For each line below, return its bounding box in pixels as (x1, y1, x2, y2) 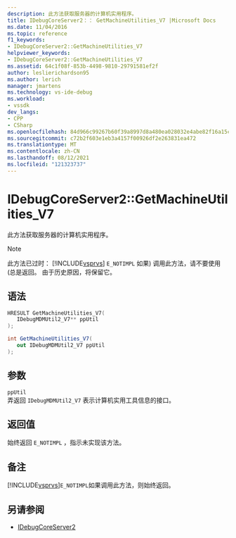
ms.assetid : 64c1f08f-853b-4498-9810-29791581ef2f (7, 63, 159, 70)
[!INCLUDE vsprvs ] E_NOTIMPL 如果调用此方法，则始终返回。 (7, 481, 175, 489)
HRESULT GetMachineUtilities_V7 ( (7, 309, 105, 317)
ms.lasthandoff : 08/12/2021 (7, 154, 90, 162)
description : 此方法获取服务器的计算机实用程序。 (7, 10, 138, 18)
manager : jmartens (7, 82, 61, 89)
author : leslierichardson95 (7, 69, 90, 76)
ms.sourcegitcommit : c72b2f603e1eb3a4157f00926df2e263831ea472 (7, 134, 197, 142)
